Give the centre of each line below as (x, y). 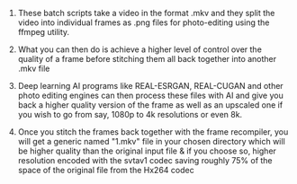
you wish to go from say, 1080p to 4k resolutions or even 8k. (130, 114)
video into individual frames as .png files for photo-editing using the (144, 22)
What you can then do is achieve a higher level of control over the (140, 49)
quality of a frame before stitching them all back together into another (147, 59)
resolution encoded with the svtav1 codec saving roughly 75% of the (145, 160)
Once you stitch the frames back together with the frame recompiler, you (153, 132)
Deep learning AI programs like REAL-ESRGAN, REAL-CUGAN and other (150, 86)
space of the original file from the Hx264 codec (106, 170)
